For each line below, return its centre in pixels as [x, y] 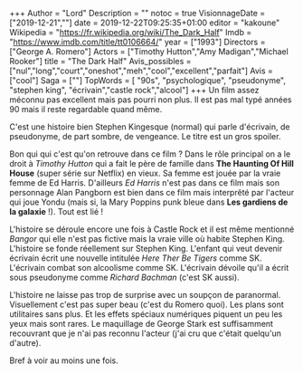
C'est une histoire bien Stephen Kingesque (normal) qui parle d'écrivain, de [150, 127]
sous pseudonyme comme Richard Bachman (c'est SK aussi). [124, 277]
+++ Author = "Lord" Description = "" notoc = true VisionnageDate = [137, 13]
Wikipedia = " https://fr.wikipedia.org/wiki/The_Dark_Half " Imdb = [131, 32]
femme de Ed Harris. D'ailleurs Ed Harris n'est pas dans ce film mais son [145, 183]
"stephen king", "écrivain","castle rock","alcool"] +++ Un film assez [134, 90]
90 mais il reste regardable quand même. [86, 109]
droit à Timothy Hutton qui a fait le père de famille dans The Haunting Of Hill [151, 163]
